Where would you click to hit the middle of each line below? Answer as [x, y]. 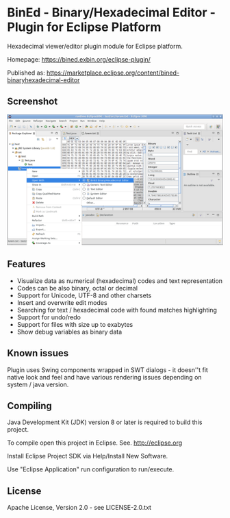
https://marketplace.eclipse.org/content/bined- [113, 73]
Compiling [30, 406]
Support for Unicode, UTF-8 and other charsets [84, 295]
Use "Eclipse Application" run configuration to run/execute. [91, 469]
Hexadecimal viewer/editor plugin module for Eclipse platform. [95, 46]
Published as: [26, 73]
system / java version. [38, 384]
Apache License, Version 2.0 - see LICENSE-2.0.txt [79, 508]
